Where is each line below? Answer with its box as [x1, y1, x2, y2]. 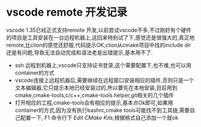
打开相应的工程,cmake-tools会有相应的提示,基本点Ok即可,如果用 [14, 99, 173, 106]
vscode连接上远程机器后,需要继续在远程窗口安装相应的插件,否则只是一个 [14, 76, 194, 84]
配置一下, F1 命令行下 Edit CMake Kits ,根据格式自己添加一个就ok [20, 114, 179, 121]
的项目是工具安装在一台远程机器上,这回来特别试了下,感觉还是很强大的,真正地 [6, 34, 195, 41]
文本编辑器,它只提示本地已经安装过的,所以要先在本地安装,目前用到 [14, 84, 178, 91]
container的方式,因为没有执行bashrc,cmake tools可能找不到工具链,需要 [14, 106, 190, 114]
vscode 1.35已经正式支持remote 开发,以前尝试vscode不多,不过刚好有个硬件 [6, 26, 192, 34]
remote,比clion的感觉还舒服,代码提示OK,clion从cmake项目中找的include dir [6, 41, 191, 49]
